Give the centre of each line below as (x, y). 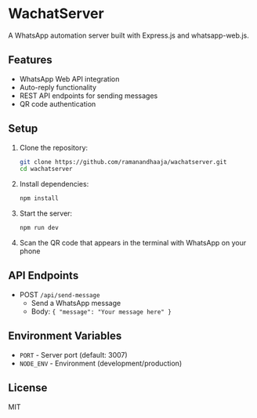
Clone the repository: (54, 147)
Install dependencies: (54, 184)
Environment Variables (65, 336)
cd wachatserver (46, 169)
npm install (39, 198)
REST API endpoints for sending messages (89, 96)
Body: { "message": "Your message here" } (101, 311)
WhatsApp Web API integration (69, 78)
